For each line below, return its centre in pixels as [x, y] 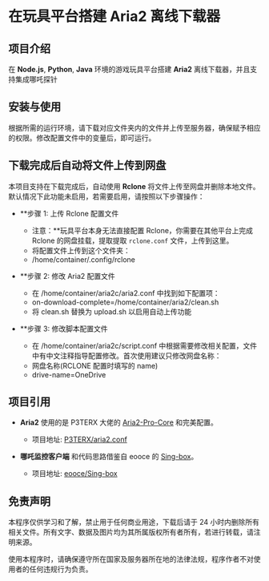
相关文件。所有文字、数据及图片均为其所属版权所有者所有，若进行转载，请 [131, 532]
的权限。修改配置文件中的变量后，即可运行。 [82, 138]
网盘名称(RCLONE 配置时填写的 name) [95, 365]
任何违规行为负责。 [61, 569]
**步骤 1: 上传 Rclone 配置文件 [69, 213]
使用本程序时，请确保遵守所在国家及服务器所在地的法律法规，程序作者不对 [131, 559]
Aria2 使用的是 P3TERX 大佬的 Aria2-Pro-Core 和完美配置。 [118, 422]
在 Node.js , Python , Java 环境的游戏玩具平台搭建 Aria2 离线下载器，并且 [129, 69]
